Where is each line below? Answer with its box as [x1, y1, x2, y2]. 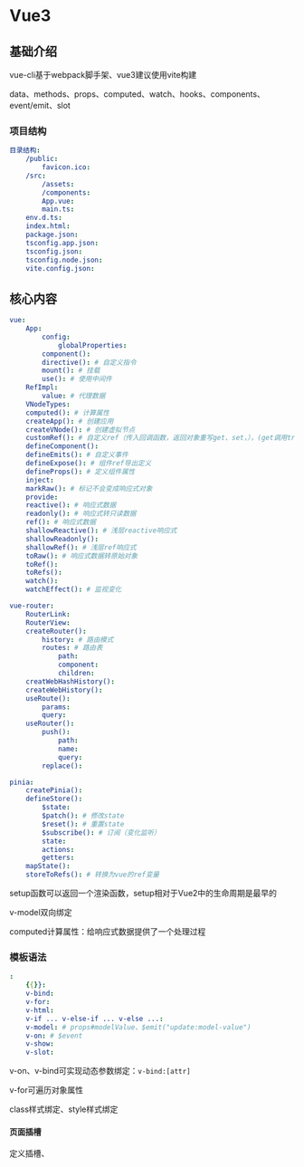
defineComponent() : [25, 442, 100, 451]
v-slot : [25, 1047, 54, 1057]
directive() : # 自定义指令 [42, 358, 138, 367]
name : [57, 744, 79, 753]
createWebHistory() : [25, 685, 103, 694]
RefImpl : [25, 383, 59, 392]
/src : [25, 171, 47, 180]
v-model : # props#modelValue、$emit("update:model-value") [25, 1022, 252, 1032]
